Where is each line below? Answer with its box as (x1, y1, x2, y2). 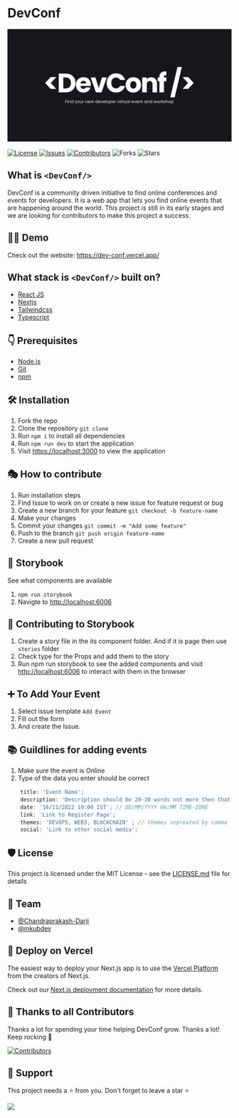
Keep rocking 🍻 (7, 1032, 53, 1041)
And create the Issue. (17, 722, 80, 731)
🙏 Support (7, 1067, 53, 1079)
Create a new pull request (17, 536, 94, 545)
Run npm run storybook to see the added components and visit (17, 660, 203, 668)
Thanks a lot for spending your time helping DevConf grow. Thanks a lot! (7, 1024, 221, 1033)
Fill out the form (17, 715, 65, 723)
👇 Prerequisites (7, 334, 78, 347)
